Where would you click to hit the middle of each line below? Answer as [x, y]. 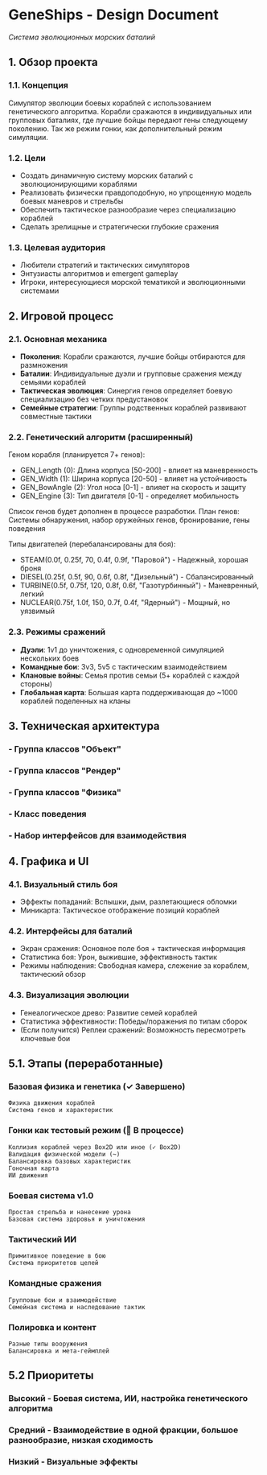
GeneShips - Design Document [113, 15]
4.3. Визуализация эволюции [69, 995]
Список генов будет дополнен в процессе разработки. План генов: [124, 512]
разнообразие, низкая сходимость [81, 1440]
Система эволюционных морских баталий [82, 37]
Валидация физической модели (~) [64, 1154]
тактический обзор [53, 974]
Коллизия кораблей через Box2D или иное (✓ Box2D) [95, 1147]
